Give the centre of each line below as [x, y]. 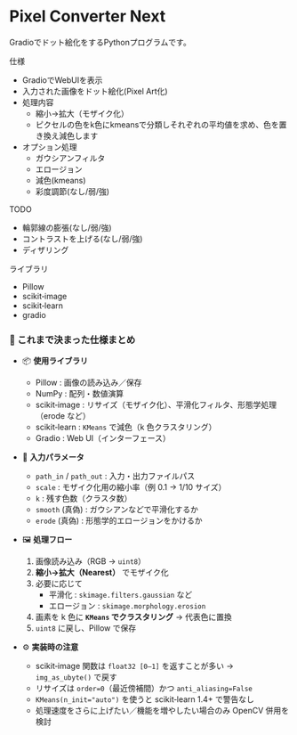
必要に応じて [59, 584]
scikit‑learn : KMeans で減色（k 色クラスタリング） [126, 427]
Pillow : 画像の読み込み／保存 [88, 383]
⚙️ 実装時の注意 [50, 647]
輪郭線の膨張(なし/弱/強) [67, 227]
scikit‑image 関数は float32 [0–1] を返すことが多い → [134, 666]
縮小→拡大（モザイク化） [82, 113]
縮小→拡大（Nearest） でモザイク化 [102, 573]
